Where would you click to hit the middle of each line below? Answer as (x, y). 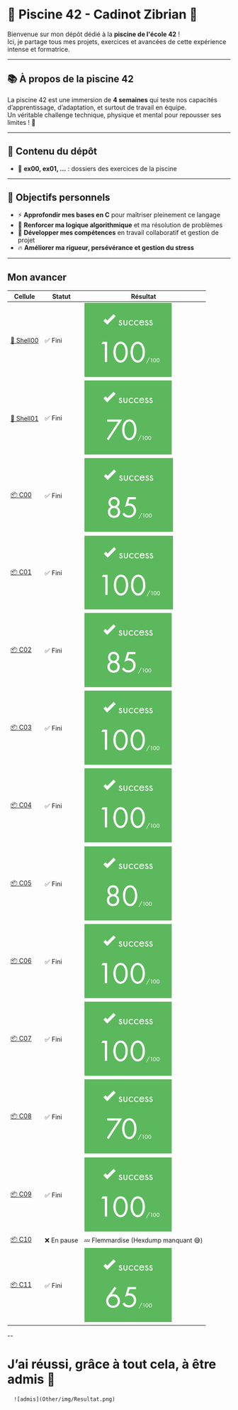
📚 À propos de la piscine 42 (71, 79)
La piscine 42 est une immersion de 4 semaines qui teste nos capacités (112, 99)
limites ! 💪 (22, 122)
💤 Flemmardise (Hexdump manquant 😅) (143, 1240)
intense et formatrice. (39, 49)
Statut (61, 296)
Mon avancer (37, 277)
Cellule (24, 296)
